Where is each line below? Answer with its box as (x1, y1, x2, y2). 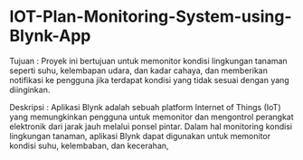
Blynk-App (9, 25, 91, 46)
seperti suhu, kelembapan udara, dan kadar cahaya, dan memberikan (9, 65, 269, 76)
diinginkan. (9, 84, 51, 95)
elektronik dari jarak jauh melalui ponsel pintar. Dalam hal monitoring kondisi (9, 120, 292, 132)
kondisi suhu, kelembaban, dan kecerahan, (9, 140, 169, 151)
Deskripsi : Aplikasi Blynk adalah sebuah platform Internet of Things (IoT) (9, 101, 282, 112)
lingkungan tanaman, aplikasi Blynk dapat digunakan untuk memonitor (9, 130, 271, 141)
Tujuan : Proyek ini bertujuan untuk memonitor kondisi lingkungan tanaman (9, 55, 288, 66)
